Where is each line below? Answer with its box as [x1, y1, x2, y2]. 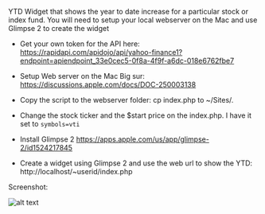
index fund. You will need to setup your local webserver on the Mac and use [8, 15, 258, 25]
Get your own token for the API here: [19, 39, 141, 49]
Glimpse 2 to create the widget [8, 24, 110, 33]
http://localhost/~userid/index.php [19, 167, 133, 176]
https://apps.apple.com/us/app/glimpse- [76, 134, 209, 144]
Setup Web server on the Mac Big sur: [19, 72, 146, 80]
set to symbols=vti [19, 119, 80, 128]
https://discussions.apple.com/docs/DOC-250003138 [19, 80, 197, 89]
